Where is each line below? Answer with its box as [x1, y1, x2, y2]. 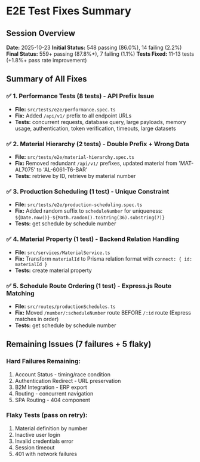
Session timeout [14, 443, 55, 451]
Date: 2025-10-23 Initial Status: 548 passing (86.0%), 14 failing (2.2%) [6, 44, 182, 51]
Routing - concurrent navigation [14, 389, 94, 397]
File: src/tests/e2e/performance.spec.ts [14, 105, 116, 113]
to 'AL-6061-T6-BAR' [36, 166, 88, 173]
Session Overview [6, 28, 76, 38]
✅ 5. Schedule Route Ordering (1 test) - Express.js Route [6, 282, 172, 290]
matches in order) [14, 315, 59, 322]
